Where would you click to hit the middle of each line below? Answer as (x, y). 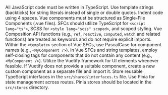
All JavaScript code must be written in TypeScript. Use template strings (79, 7)
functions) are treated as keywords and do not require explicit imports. (78, 39)
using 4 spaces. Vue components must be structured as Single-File (75, 18)
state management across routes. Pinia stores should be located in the (78, 82)
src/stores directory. (27, 87)
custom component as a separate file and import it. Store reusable (74, 71)
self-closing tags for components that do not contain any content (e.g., (79, 55)
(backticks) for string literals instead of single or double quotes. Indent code (84, 13)
